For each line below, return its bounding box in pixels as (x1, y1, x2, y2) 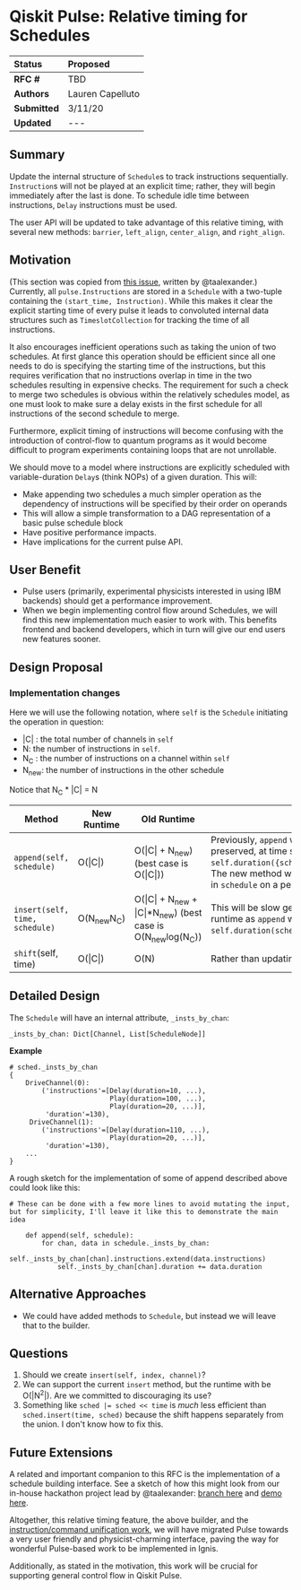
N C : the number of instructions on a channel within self (21, 753, 230, 766)
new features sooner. (21, 634, 101, 645)
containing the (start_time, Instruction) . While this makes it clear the (9, 295, 273, 306)
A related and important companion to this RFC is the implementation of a (9, 1468, 280, 1479)
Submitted (13, 101, 60, 114)
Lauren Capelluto (67, 87, 141, 100)
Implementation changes (9, 686, 121, 699)
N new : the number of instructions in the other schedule (21, 764, 225, 778)
